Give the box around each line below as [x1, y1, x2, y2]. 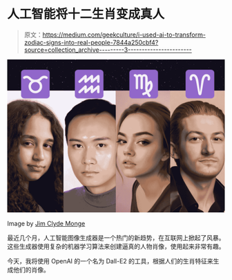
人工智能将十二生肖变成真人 [7, 6, 165, 22]
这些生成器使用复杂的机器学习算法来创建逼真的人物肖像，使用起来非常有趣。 [7, 243, 225, 251]
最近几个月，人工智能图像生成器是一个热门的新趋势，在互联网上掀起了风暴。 [7, 234, 225, 242]
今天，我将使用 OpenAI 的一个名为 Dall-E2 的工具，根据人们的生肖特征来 [7, 257, 214, 265]
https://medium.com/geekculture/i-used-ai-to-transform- [42, 30, 206, 39]
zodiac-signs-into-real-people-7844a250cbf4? [23, 38, 159, 46]
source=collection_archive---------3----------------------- [23, 46, 192, 54]
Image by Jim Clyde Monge [7, 219, 86, 228]
